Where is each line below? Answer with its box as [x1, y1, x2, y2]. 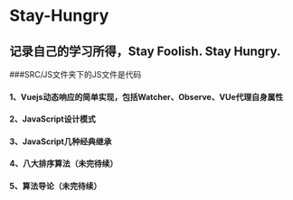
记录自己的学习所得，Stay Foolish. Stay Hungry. [9, 43, 281, 59]
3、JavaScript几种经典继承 [9, 136, 112, 147]
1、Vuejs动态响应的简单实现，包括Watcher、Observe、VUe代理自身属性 [9, 91, 284, 102]
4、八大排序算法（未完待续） [9, 159, 118, 169]
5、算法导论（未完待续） [9, 180, 102, 191]
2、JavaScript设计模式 [9, 114, 97, 124]
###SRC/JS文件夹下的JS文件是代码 [9, 69, 142, 79]
